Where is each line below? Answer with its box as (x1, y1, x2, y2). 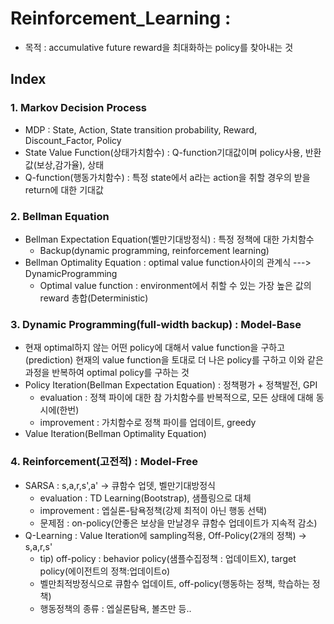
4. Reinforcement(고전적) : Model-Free (10, 455, 199, 469)
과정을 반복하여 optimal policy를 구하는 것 (24, 367, 190, 379)
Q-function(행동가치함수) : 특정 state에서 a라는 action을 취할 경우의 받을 (24, 171, 311, 183)
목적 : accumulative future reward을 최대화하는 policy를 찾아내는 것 (24, 41, 294, 53)
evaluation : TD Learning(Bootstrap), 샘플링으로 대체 (39, 492, 252, 504)
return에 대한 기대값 (24, 183, 104, 196)
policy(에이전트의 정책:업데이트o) (39, 565, 171, 577)
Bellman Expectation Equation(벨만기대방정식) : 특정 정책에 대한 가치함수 (24, 233, 315, 245)
